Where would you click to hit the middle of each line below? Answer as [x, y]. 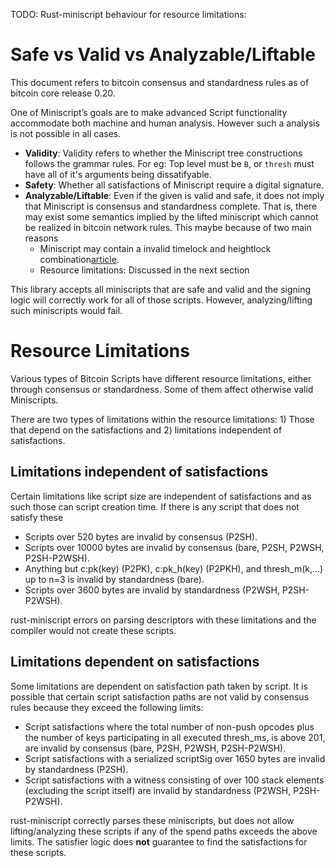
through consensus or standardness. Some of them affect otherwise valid [162, 389]
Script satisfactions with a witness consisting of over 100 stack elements [174, 780]
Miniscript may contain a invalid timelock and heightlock [155, 248]
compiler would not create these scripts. [93, 630]
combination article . [79, 259]
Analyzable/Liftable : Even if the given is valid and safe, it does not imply [174, 195]
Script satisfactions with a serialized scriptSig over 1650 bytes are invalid [175, 758]
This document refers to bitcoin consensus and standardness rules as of [160, 82]
